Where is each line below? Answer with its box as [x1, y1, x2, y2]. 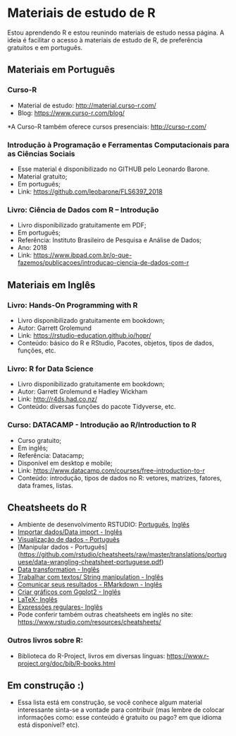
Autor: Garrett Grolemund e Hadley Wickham [17, 387, 148, 396]
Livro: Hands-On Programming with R [7, 300, 138, 310]
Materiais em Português [7, 64, 116, 76]
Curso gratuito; [17, 436, 62, 444]
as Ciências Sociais [7, 148, 75, 158]
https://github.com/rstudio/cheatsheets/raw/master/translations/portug [20, 550, 227, 559]
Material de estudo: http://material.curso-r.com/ [17, 101, 156, 109]
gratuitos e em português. [7, 43, 83, 52]
